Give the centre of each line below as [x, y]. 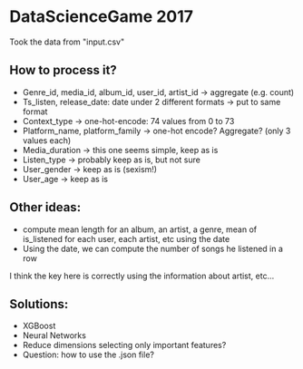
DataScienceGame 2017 [101, 17]
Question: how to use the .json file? [88, 354]
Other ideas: [45, 207]
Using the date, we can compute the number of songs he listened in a [153, 248]
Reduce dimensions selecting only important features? [124, 345]
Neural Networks [54, 335]
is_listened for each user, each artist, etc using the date [126, 238]
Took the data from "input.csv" [67, 42]
